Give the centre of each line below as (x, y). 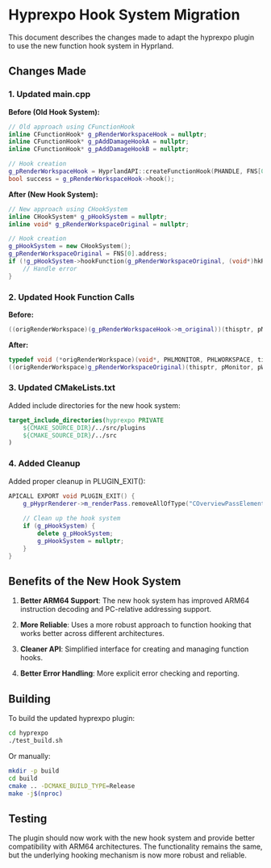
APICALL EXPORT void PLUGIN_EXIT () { (72, 496)
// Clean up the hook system (72, 519)
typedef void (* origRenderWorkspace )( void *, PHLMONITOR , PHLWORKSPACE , (131, 360)
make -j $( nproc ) (35, 794)
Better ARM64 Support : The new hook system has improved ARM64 (135, 600)
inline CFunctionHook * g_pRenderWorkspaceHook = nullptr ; (108, 134)
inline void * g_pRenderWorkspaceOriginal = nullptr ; (99, 224)
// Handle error (50, 268)
